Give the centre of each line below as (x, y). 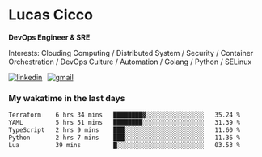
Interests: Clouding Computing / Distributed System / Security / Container (131, 53)
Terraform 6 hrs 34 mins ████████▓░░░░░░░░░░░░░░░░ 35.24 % (125, 115)
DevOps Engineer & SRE (49, 37)
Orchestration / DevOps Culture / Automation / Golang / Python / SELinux (130, 62)
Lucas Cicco (51, 15)
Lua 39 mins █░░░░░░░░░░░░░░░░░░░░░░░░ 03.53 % (125, 145)
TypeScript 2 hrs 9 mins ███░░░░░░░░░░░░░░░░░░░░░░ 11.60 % (125, 130)
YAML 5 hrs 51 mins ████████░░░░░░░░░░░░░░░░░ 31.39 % (125, 123)
